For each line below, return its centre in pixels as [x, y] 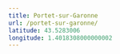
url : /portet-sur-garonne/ [53, 23]
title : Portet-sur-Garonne [53, 15]
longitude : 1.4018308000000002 [60, 38]
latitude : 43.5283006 [44, 30]
